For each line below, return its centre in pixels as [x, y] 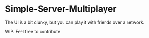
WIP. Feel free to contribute [33, 31]
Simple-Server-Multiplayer [61, 9]
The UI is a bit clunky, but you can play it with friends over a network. [75, 22]
